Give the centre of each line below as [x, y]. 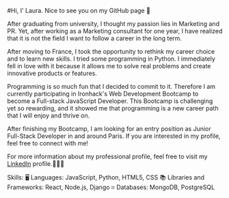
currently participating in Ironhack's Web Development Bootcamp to [103, 94]
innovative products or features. [52, 73]
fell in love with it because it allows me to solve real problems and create [109, 66]
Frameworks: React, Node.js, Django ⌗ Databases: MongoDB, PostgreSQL [111, 187]
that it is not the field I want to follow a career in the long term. [95, 38]
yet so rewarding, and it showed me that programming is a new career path [113, 108]
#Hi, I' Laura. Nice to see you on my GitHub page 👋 [79, 11]
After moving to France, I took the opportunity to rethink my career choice [111, 52]
